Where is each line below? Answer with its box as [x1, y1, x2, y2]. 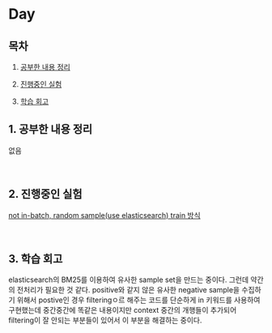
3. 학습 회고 [8, 252, 63, 266]
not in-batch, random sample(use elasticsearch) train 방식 [8, 210, 201, 220]
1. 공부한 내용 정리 [8, 122, 93, 136]
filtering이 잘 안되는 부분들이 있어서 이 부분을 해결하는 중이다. [8, 315, 202, 325]
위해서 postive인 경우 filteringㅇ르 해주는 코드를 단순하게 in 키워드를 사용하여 [16, 295, 261, 305]
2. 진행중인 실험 [8, 187, 83, 201]
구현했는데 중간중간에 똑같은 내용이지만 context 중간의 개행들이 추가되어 [8, 305, 237, 315]
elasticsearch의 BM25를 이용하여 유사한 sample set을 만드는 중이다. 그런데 [8, 275, 249, 284]
